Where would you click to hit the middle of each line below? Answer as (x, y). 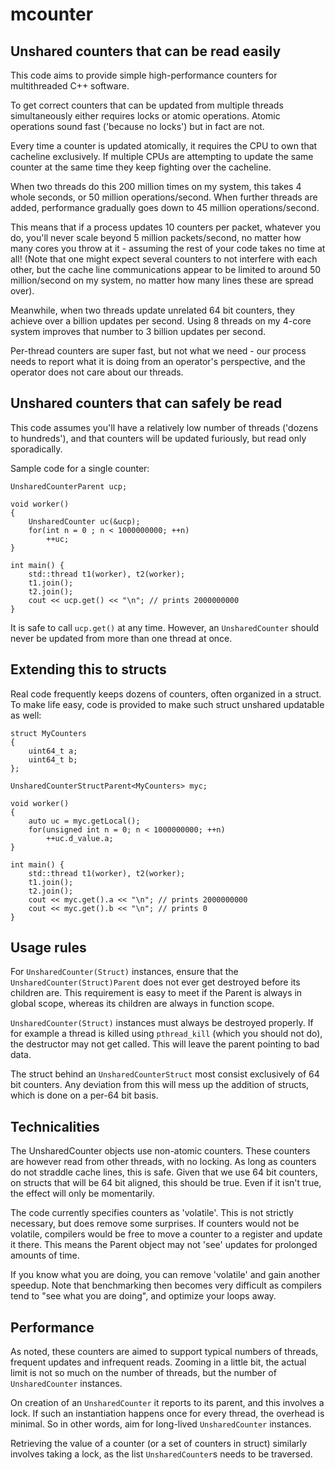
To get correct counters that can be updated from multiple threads (147, 105)
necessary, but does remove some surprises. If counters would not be (155, 1224)
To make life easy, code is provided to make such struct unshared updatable (167, 704)
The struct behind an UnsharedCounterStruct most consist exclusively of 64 (165, 1074)
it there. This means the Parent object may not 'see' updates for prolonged (164, 1245)
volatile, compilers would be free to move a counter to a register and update (166, 1234)
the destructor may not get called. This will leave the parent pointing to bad (165, 1044)
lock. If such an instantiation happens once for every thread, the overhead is (167, 1414)
